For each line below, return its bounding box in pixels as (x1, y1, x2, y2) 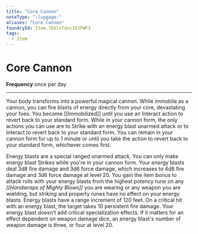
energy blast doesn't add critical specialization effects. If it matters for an (6, 209, 184, 216)
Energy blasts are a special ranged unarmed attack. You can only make (6, 152, 179, 159)
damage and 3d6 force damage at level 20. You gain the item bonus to (6, 171, 177, 178)
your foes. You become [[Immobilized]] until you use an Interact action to (6, 110, 184, 117)
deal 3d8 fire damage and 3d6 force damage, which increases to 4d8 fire (6, 165, 184, 172)
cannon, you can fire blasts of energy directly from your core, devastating (6, 103, 186, 111)
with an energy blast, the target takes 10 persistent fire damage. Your (6, 202, 174, 209)
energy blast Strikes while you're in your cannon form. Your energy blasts (6, 159, 184, 166)
